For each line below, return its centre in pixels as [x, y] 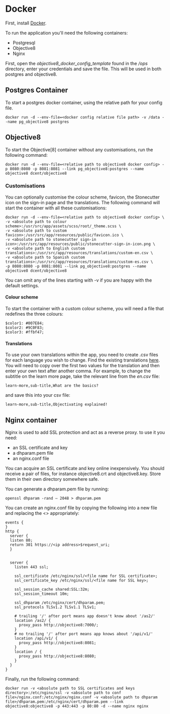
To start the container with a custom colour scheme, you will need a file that [84, 309]
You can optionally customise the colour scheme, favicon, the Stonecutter [82, 197]
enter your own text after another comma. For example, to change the [78, 371]
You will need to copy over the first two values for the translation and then [82, 366]
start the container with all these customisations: [56, 208]
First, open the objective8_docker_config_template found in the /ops [77, 63]
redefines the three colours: [34, 314]
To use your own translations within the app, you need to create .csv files [82, 355]
